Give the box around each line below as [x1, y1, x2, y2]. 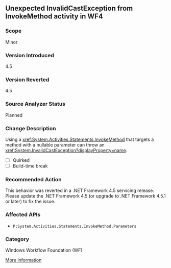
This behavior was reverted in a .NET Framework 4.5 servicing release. [5, 187, 155, 193]
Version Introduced [5, 52, 55, 59]
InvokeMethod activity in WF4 [5, 12, 103, 21]
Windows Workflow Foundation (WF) [5, 247, 83, 253]
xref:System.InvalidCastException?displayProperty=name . [5, 147, 128, 153]
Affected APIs [5, 211, 41, 218]
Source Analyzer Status [5, 101, 65, 108]
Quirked [12, 157, 30, 163]
